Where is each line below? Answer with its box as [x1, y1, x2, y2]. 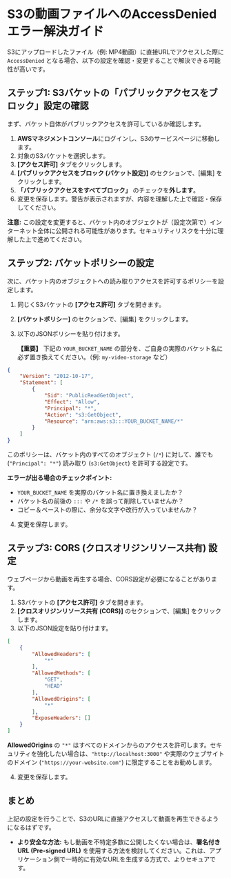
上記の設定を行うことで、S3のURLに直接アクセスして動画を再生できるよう [7, 815, 219, 823]
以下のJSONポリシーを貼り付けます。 [17, 329, 124, 338]
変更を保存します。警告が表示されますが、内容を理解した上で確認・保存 [17, 194, 223, 203]
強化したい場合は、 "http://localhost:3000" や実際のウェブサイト [37, 750, 225, 757]
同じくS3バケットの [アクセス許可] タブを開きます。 [17, 300, 165, 308]
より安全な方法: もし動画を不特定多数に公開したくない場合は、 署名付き [17, 837, 221, 846]
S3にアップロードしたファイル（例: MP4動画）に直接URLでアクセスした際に [7, 48, 224, 56]
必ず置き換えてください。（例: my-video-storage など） [17, 352, 172, 361]
